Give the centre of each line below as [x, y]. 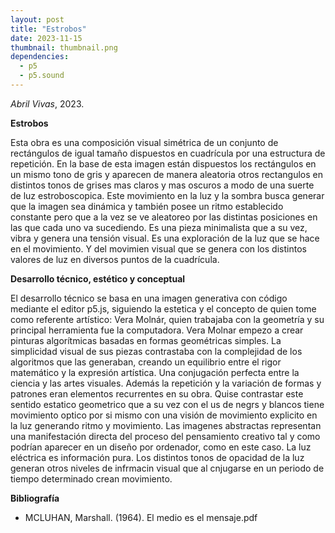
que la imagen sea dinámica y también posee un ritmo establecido [147, 206]
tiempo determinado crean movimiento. [91, 478]
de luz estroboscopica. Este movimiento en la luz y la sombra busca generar [167, 195]
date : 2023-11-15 [46, 38]
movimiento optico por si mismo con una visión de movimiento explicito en [164, 415]
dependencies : [40, 57]
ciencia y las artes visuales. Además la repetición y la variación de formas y [166, 383]
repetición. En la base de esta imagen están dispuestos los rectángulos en [163, 163]
